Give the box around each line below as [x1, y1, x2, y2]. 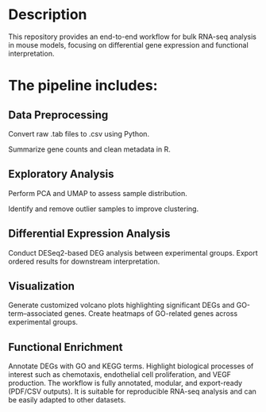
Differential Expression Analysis [8, 227, 171, 241]
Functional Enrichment [8, 340, 123, 354]
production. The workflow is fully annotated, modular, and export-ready [8, 379, 243, 388]
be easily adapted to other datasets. [8, 395, 126, 405]
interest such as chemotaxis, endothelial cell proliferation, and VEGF [8, 370, 232, 379]
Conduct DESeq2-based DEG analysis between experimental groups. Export [8, 248, 258, 257]
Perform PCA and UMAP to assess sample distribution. [8, 188, 188, 198]
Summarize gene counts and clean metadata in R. [8, 144, 171, 154]
